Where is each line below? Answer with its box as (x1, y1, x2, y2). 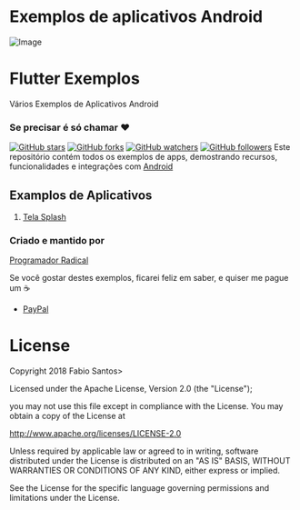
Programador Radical (9, 255, 89, 265)
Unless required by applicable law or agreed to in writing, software (9, 445, 259, 456)
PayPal (22, 304, 49, 315)
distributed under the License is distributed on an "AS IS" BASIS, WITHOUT (9, 455, 291, 466)
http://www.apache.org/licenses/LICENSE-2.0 (9, 428, 182, 439)
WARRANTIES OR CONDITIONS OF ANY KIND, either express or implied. (9, 465, 280, 476)
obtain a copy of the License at (9, 411, 125, 422)
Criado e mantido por (9, 234, 105, 246)
